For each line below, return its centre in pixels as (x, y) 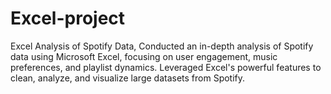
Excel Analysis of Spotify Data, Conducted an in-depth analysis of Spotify (162, 46)
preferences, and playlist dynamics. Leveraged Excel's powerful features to (166, 67)
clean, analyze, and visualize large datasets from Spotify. (128, 78)
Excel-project (68, 18)
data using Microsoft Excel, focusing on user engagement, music (144, 56)
